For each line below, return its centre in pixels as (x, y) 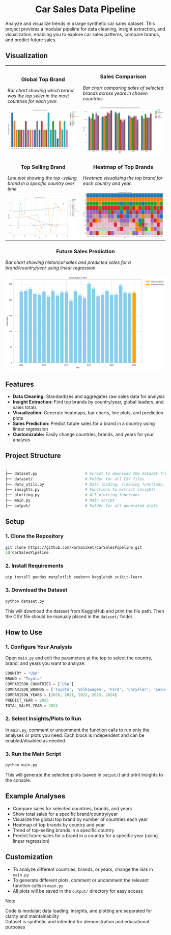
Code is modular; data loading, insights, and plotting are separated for (79, 911)
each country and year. (108, 183)
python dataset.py (25, 601)
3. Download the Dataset (36, 590)
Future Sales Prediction (85, 252)
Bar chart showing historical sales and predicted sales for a (68, 262)
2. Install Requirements (34, 566)
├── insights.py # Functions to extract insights (81, 490)
